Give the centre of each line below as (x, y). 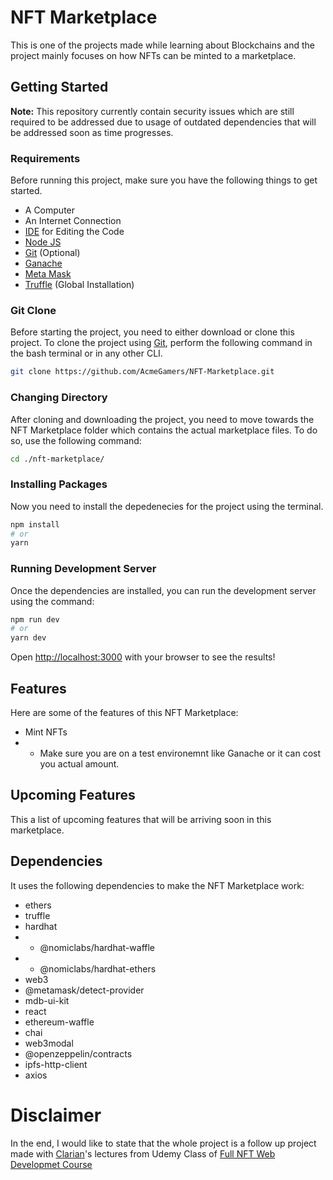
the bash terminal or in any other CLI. (86, 353)
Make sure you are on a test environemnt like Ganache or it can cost (180, 753)
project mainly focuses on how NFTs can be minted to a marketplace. (153, 55)
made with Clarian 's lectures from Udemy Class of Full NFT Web (143, 1153)
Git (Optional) (52, 253)
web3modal (49, 1043)
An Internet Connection (73, 221)
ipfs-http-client (56, 1064)
